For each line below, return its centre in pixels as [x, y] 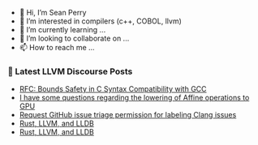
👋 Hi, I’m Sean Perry [53, 13]
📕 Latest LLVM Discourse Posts [70, 71]
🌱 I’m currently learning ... [62, 30]
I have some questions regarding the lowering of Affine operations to [134, 98]
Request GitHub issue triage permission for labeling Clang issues [128, 115]
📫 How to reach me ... [57, 47]
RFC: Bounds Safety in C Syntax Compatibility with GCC [113, 89]
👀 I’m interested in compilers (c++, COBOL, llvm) [100, 21]
